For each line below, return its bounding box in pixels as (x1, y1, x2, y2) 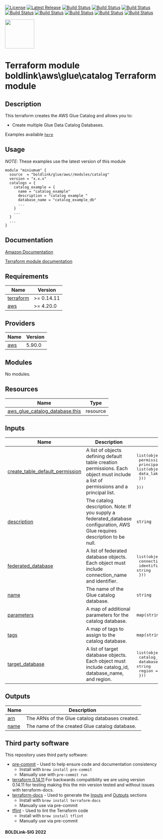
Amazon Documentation (5, 249, 53, 254)
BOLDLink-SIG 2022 (5, 829, 47, 835)
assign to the (86, 632, 115, 638)
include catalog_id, (86, 664, 130, 670)
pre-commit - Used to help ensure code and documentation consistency (12, 761, 157, 767)
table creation (86, 459, 118, 465)
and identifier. (86, 577, 118, 584)
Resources (5, 385, 38, 394)
